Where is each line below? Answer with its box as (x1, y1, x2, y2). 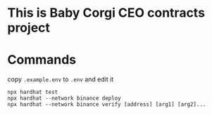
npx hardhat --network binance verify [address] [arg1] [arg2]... (7, 101, 206, 108)
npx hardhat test (7, 89, 58, 96)
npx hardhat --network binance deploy (7, 95, 121, 102)
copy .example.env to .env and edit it (7, 75, 114, 83)
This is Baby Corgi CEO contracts (7, 5, 206, 21)
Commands (7, 52, 77, 68)
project (7, 20, 51, 36)
